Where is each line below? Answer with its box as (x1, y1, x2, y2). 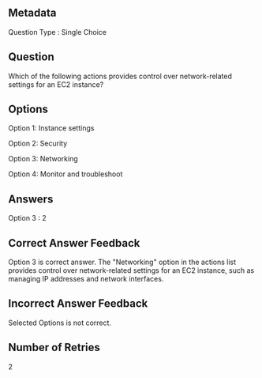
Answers (8, 192, 54, 206)
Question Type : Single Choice (8, 27, 107, 36)
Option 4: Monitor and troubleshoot (8, 169, 123, 179)
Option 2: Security (8, 138, 68, 149)
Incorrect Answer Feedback (8, 297, 148, 311)
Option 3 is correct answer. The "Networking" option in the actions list (8, 257, 237, 267)
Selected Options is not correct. (8, 318, 112, 327)
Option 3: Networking (8, 154, 78, 164)
